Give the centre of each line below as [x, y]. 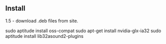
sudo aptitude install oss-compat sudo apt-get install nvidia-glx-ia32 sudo [83, 31]
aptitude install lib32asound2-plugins [44, 36]
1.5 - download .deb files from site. [42, 20]
